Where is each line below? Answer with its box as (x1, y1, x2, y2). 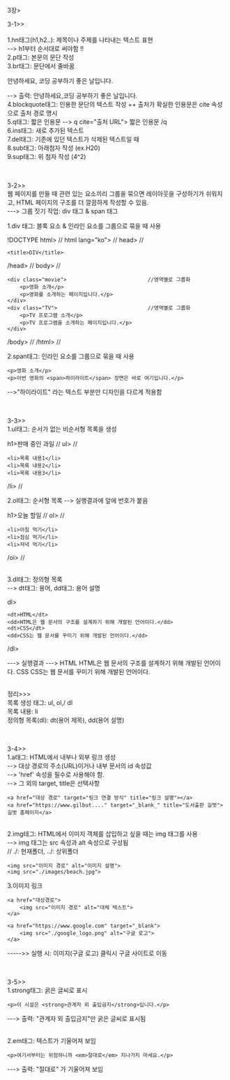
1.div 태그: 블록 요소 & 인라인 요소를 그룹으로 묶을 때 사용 (7, 222, 162, 230)
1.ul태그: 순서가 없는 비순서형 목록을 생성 (7, 425, 117, 433)
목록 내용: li (7, 707, 38, 715)
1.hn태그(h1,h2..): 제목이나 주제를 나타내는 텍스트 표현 (7, 36, 153, 44)
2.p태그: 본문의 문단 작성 (7, 53, 75, 61)
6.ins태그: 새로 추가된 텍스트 (7, 126, 84, 135)
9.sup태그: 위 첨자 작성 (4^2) (7, 153, 86, 160)
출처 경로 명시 (20, 109, 58, 117)
